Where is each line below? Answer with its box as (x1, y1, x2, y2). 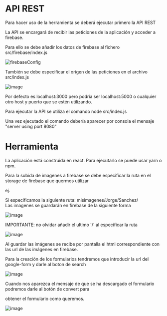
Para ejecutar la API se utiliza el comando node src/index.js (5, 108, 127, 114)
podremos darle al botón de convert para (5, 286, 90, 292)
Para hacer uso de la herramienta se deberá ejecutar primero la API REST (5, 19, 156, 25)
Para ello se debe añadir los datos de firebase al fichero (5, 44, 120, 50)
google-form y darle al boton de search (5, 261, 86, 267)
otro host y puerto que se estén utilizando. (5, 98, 92, 105)
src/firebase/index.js (5, 49, 47, 55)
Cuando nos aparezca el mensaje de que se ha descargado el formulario (5, 281, 155, 287)
